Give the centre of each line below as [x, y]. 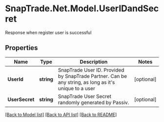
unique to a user [76, 88]
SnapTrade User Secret [84, 96]
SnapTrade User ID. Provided [91, 70]
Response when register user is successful [48, 32]
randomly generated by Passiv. [93, 102]
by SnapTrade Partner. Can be [92, 76]
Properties [21, 48]
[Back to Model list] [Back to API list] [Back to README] [61, 114]
